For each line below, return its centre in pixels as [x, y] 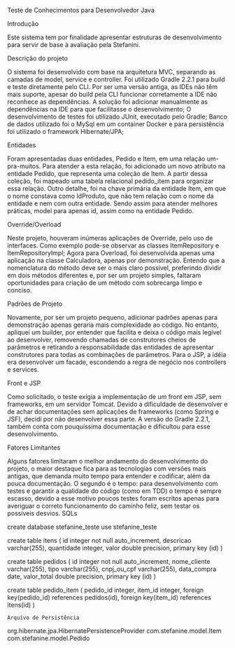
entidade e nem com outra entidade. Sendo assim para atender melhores [113, 203]
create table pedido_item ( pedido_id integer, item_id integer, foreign [106, 590]
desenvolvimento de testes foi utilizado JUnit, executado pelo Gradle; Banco [117, 116]
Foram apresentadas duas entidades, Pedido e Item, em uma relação [106, 158]
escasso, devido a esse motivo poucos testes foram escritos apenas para [113, 498]
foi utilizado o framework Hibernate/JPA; [66, 131]
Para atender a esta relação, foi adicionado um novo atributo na [134, 166]
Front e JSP [24, 383]
